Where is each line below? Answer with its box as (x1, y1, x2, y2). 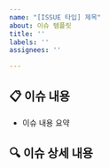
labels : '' (9, 37, 50, 47)
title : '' (9, 29, 46, 38)
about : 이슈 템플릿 (9, 21, 72, 30)
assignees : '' (9, 46, 62, 55)
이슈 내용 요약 (21, 117, 70, 128)
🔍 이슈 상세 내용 (9, 146, 94, 161)
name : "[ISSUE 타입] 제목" (9, 12, 102, 22)
